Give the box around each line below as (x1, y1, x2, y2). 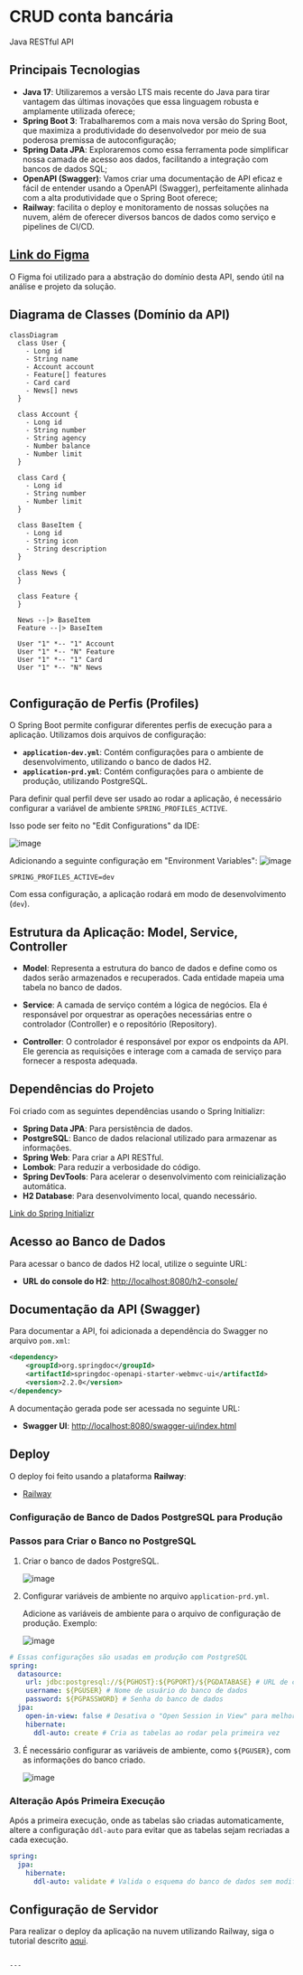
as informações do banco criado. (22, 1754, 146, 1765)
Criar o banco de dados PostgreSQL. (22, 1555, 160, 1566)
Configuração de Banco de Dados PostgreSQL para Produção (9, 1510, 283, 1523)
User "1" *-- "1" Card (17, 656, 103, 665)
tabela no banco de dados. (22, 982, 123, 992)
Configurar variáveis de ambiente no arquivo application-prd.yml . (22, 1590, 270, 1602)
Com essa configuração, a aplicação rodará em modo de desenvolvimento (9, 889, 287, 900)
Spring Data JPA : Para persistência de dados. (22, 1123, 194, 1134)
